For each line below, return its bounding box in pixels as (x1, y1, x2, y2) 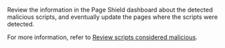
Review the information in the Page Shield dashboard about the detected (7, 6, 213, 14)
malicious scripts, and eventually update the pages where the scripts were (7, 13, 218, 21)
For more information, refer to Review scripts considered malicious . (7, 33, 198, 41)
